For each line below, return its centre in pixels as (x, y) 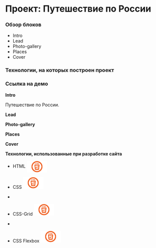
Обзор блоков (23, 25)
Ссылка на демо (27, 84)
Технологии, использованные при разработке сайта (64, 154)
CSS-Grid (23, 214)
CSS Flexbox (26, 240)
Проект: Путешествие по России (78, 9)
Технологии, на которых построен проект (60, 70)
